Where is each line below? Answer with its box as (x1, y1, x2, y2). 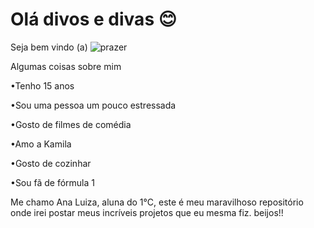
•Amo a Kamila (10, 138, 72, 150)
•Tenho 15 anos (10, 79, 75, 92)
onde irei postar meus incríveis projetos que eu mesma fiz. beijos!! (10, 206, 284, 218)
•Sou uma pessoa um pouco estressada (10, 99, 177, 111)
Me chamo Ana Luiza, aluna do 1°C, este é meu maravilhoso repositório (10, 196, 304, 208)
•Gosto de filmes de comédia (10, 118, 132, 130)
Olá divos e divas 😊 (10, 8, 177, 31)
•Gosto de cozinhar (10, 157, 92, 169)
